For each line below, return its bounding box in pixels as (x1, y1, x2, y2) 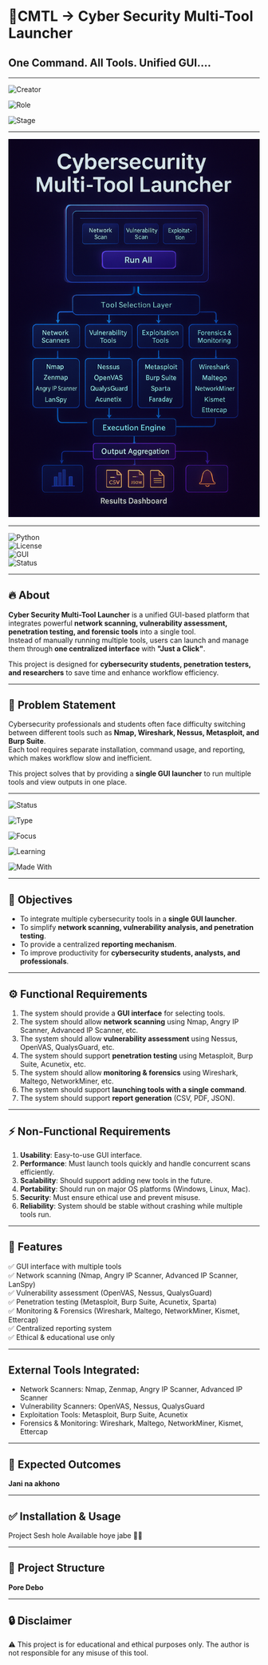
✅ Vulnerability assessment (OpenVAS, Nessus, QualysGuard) (8, 1288, 213, 1297)
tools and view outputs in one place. (8, 777, 128, 787)
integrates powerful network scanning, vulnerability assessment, (8, 618, 228, 628)
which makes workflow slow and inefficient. (8, 753, 152, 763)
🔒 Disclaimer (8, 1614, 72, 1628)
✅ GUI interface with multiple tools (8, 1262, 122, 1271)
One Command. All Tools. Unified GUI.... (8, 56, 211, 70)
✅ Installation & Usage (8, 1509, 121, 1523)
